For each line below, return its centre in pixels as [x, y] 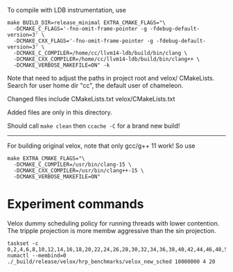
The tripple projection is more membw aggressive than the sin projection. [112, 230]
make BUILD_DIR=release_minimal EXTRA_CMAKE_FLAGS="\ [87, 23]
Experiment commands [76, 204]
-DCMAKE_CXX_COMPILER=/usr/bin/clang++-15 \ [79, 171]
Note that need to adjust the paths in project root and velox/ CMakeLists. [111, 78]
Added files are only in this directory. [60, 112]
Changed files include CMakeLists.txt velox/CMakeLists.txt [91, 99]
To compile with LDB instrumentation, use [67, 10]
